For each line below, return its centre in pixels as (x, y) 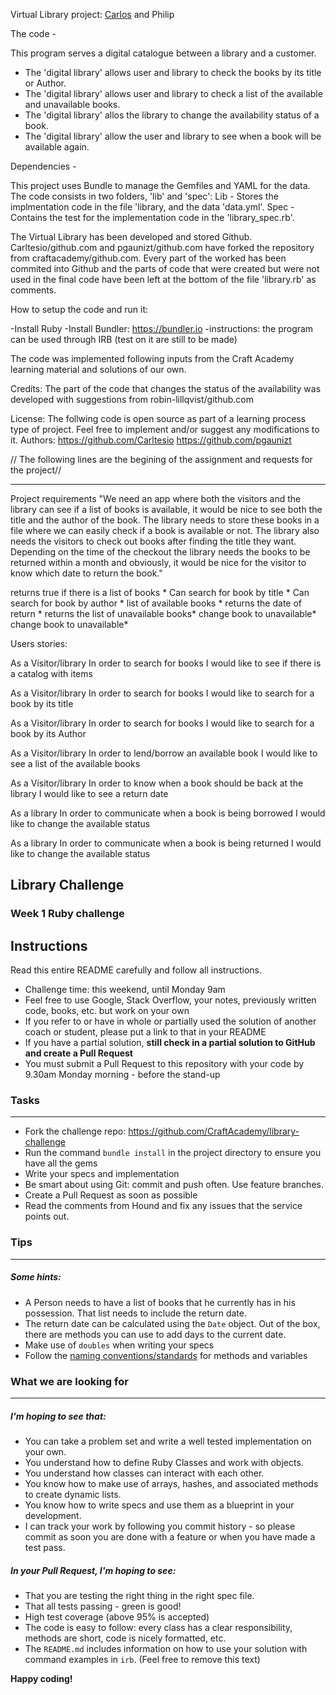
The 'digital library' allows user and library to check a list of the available (173, 93)
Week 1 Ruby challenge (67, 914)
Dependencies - (43, 166)
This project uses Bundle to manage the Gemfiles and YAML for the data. (160, 185)
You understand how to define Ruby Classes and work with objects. (164, 1462)
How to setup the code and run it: (79, 309)
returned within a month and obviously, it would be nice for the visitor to (158, 562)
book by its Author (48, 733)
